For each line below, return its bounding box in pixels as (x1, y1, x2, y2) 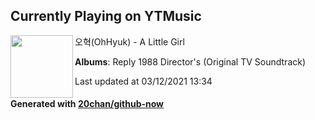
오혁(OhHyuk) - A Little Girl (74, 35, 185, 48)
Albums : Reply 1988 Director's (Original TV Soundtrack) (74, 55, 307, 68)
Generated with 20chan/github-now (10, 98, 165, 110)
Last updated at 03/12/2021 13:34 (74, 75, 213, 87)
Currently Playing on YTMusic (10, 8, 202, 25)
